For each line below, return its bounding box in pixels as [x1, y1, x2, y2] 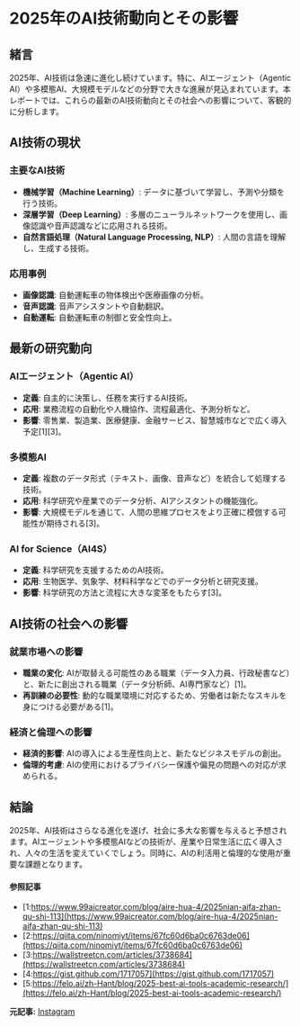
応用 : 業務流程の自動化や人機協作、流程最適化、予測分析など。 [22, 403, 256, 414]
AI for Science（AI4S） [9, 542, 112, 554]
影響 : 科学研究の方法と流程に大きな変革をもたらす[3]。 [22, 587, 227, 598]
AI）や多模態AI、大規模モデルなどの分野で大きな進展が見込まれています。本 [9, 84, 292, 94]
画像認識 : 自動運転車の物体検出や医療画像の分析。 [22, 289, 208, 300]
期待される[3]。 [46, 517, 105, 528]
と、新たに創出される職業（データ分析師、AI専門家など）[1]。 [22, 679, 251, 689]
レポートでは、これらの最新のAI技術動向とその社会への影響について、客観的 [9, 95, 292, 105]
